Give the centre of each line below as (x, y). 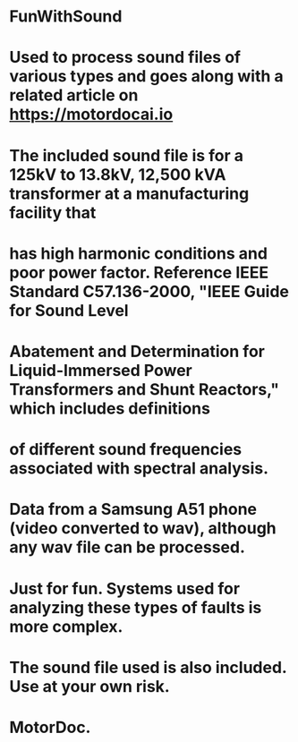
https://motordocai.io (91, 115)
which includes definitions (110, 408)
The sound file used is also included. (148, 667)
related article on (74, 95)
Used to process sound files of (125, 58)
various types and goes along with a (146, 77)
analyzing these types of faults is (136, 607)
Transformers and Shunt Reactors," (145, 389)
